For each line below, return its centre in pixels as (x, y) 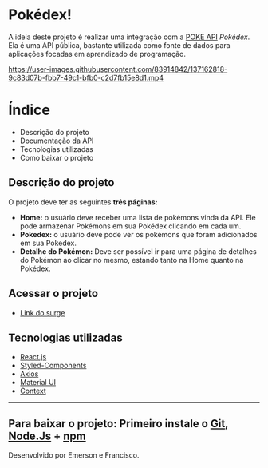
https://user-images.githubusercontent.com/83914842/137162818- (118, 69)
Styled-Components (53, 366)
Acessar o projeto (53, 293)
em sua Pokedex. (48, 243)
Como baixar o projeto (57, 157)
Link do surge (42, 312)
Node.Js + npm (47, 436)
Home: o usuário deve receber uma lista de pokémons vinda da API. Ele (138, 217)
